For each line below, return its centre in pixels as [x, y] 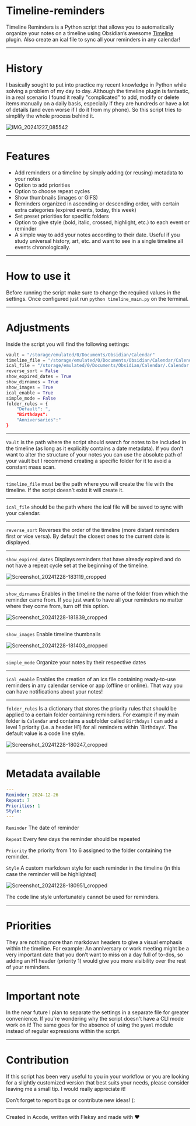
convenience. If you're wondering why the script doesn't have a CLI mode [95, 1019]
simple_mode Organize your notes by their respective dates [76, 662]
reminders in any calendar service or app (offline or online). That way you [94, 685]
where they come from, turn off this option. [58, 606]
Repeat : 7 [18, 800]
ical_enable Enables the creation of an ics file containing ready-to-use [91, 679]
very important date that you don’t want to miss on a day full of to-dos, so [94, 955]
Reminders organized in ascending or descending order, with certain [97, 204]
